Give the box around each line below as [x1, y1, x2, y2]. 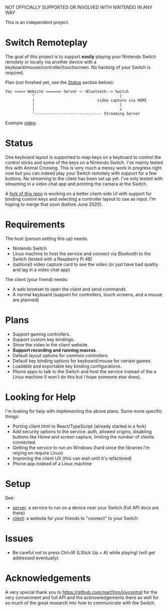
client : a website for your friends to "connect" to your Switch [12, 515, 138, 521]
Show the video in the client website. [12, 341, 89, 347]
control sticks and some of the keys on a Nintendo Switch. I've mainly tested [5, 159, 163, 165]
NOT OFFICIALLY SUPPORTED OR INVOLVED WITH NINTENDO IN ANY [5, 5, 153, 10]
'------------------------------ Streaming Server [32, 111, 140, 116]
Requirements [5, 219, 65, 230]
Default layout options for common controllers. [12, 352, 109, 359]
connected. [12, 439, 37, 445]
